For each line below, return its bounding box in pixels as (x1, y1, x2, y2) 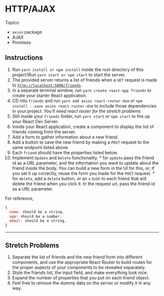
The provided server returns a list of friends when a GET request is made (12, 77, 157, 83)
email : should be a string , (9, 218, 67, 223)
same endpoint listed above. (12, 144, 69, 150)
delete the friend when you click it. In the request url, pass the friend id (12, 181, 155, 187)
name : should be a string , (9, 209, 64, 214)
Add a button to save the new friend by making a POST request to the (12, 139, 150, 145)
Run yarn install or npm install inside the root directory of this (12, 66, 144, 72)
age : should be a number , (9, 214, 62, 219)
